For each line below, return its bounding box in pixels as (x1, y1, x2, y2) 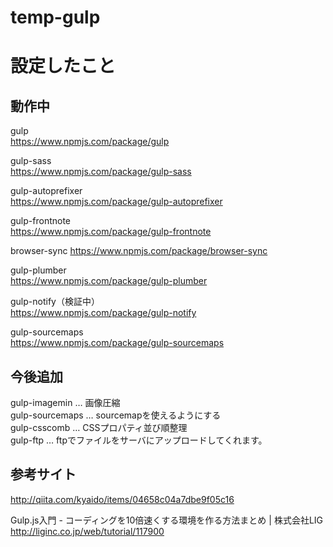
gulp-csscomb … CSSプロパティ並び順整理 (10, 422, 188, 433)
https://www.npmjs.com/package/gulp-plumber (10, 275, 208, 287)
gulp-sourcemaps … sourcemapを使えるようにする (10, 409, 222, 421)
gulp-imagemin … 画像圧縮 (10, 397, 121, 408)
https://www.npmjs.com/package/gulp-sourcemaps (10, 337, 225, 349)
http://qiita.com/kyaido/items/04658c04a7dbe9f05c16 (10, 493, 235, 505)
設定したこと (10, 55, 117, 78)
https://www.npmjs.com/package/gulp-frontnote (10, 226, 212, 238)
